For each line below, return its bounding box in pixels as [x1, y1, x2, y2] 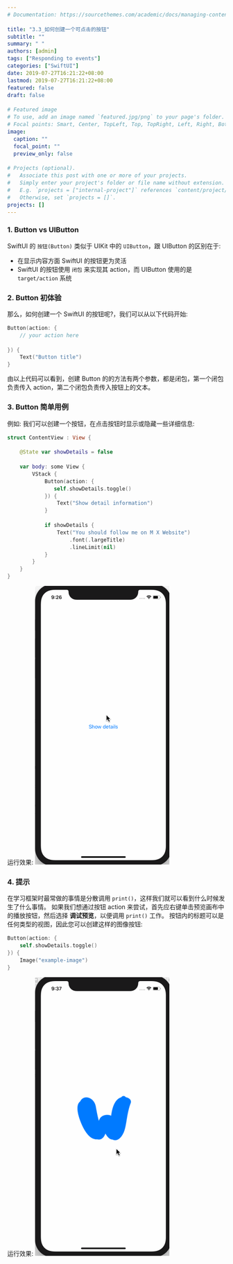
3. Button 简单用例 [7, 402, 69, 412]
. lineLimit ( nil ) [69, 544, 116, 551]
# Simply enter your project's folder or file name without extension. [7, 180, 225, 187]
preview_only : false [13, 150, 73, 157]
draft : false [7, 92, 45, 98]
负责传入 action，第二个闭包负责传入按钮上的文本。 [7, 383, 155, 392]
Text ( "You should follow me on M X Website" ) [56, 529, 191, 536]
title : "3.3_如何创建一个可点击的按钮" [7, 26, 110, 33]
